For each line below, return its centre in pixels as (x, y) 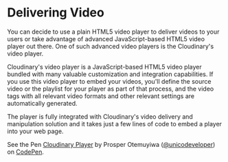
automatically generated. (42, 103)
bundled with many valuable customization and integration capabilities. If (110, 74)
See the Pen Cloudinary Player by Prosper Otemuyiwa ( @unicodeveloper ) (111, 144)
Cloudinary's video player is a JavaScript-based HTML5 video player (104, 67)
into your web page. (35, 131)
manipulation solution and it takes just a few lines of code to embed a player (114, 124)
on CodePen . (26, 152)
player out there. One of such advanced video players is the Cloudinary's (111, 46)
